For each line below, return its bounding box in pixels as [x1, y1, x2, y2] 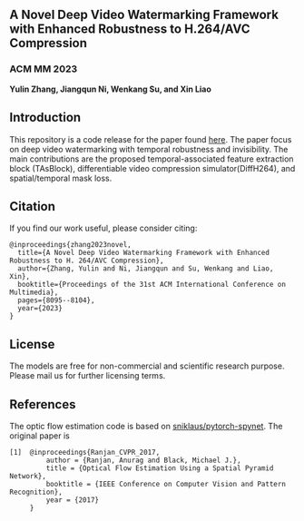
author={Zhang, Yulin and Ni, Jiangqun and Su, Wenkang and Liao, [17, 264, 274, 273]
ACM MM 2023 [9, 63, 78, 75]
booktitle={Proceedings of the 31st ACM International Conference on [17, 280, 286, 290]
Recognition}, [9, 487, 64, 496]
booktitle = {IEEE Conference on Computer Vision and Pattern [45, 479, 286, 488]
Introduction [9, 110, 82, 125]
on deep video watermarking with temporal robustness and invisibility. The [9, 143, 289, 154]
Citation [9, 199, 56, 214]
